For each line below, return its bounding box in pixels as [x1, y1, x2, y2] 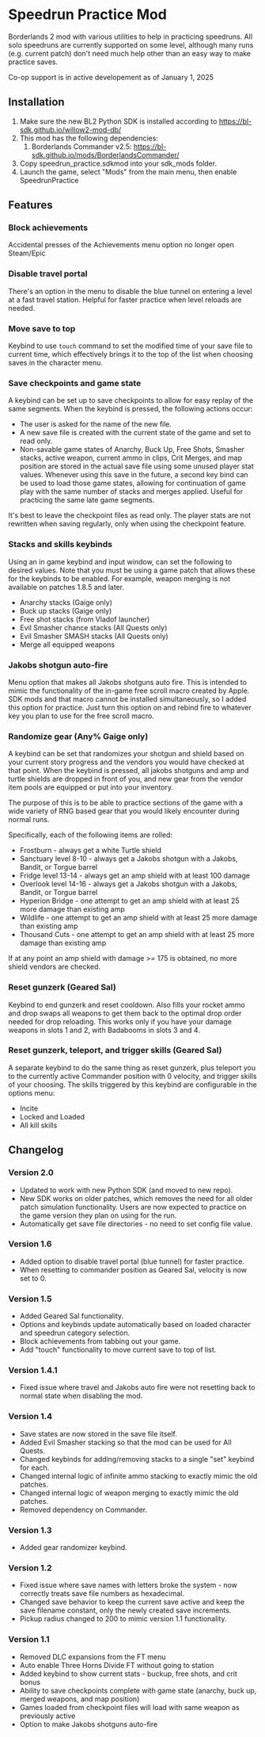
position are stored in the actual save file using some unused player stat [19, 461, 255, 471]
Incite [19, 1104, 38, 1113]
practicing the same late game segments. [19, 495, 155, 505]
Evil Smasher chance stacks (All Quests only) [19, 622, 168, 632]
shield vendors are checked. [8, 962, 101, 972]
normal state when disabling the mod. [19, 1391, 143, 1401]
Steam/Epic [8, 248, 46, 258]
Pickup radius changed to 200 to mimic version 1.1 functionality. [19, 1614, 227, 1624]
